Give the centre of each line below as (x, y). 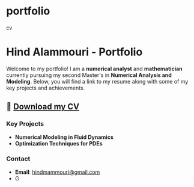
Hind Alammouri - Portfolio (74, 52)
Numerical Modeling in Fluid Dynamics (64, 137)
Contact (18, 159)
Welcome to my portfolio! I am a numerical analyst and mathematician (95, 69)
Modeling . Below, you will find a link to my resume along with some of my (97, 81)
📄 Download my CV (43, 107)
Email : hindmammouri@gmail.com (57, 172)
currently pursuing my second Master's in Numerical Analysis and (89, 75)
